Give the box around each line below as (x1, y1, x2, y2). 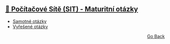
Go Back (147, 33, 165, 39)
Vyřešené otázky (12, 23, 48, 29)
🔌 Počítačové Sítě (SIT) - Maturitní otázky (5, 5, 138, 13)
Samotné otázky (12, 18, 47, 24)
